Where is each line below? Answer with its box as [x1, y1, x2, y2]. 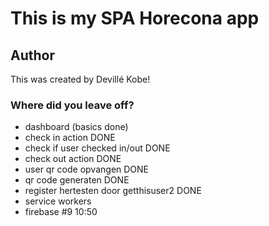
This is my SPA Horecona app [10, 7, 260, 30]
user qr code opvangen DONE [24, 163, 150, 176]
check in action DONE [24, 132, 116, 144]
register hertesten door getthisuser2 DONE [24, 185, 202, 197]
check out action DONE [24, 153, 122, 165]
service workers [24, 195, 92, 207]
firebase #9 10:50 [24, 206, 98, 218]
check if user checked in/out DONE [24, 142, 171, 154]
